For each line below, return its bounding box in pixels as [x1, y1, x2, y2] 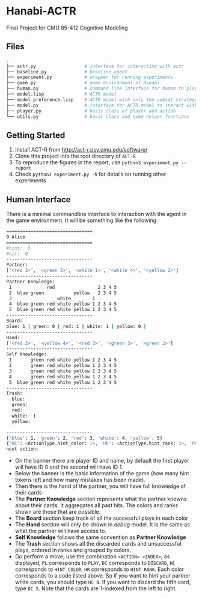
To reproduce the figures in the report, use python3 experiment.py [14, 159, 179, 166]
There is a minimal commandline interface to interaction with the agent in [6, 211, 187, 217]
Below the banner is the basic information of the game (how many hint [14, 470, 189, 477]
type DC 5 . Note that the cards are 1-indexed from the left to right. [14, 585, 177, 592]
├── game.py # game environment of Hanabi [6, 80, 161, 86]
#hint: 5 [6, 245, 31, 251]
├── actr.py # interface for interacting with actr [6, 63, 185, 69]
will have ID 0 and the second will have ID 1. [14, 463, 123, 470]
